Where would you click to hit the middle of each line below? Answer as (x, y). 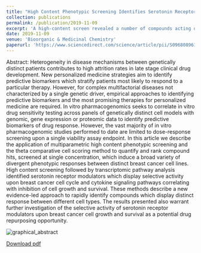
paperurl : (19, 45)
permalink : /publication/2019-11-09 (52, 23)
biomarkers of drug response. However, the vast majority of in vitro (89, 125)
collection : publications (38, 17)
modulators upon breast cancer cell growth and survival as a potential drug (99, 214)
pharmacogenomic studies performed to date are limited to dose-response (98, 131)
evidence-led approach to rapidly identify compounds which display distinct (100, 195)
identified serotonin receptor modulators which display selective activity (95, 176)
